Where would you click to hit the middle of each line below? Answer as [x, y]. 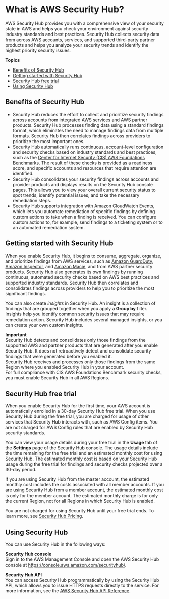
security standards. [25, 433]
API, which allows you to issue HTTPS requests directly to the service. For [82, 586]
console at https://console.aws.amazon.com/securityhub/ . [66, 565]
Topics [13, 60]
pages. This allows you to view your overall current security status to [84, 190]
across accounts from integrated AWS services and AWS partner [80, 120]
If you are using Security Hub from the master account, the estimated [77, 479]
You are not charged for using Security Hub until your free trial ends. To [80, 511]
